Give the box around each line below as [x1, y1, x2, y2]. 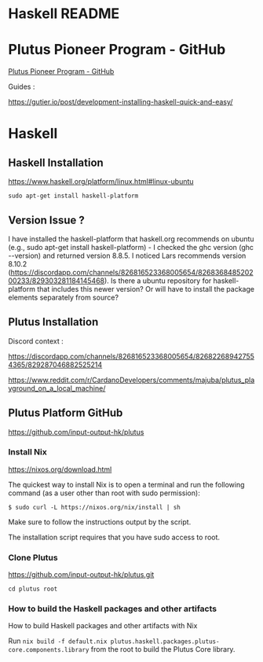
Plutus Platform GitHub [8, 406, 123, 420]
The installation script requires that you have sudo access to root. [8, 532, 221, 542]
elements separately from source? [8, 292, 119, 302]
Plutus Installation [8, 315, 99, 329]
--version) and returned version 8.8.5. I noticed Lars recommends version [8, 251, 247, 260]
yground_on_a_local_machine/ [8, 383, 106, 393]
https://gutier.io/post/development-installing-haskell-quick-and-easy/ [8, 97, 233, 107]
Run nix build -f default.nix [8, 636, 108, 645]
